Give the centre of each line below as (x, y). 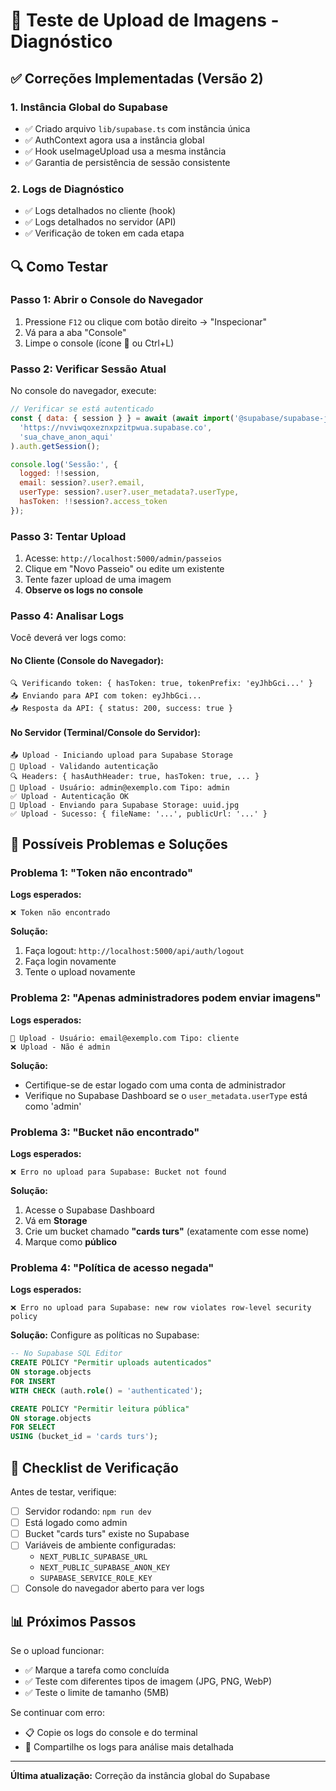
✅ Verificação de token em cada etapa (104, 233)
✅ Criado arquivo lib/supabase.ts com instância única (137, 128)
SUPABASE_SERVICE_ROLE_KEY (96, 1579)
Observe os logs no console (84, 590)
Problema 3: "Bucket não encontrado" (105, 1132)
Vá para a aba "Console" (75, 332)
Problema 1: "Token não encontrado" (102, 873)
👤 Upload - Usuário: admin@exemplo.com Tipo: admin (120, 787)
